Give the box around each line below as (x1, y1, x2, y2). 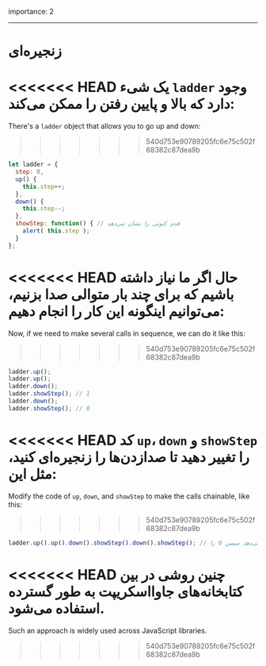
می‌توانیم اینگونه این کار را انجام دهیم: (8, 302, 225, 320)
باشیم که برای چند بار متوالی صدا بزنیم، (8, 285, 234, 303)
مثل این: (8, 465, 57, 483)
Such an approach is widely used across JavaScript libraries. (8, 626, 207, 635)
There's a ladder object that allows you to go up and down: (8, 121, 201, 131)
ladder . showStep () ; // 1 (8, 390, 90, 398)
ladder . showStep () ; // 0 (8, 404, 90, 412)
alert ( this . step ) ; (22, 227, 90, 235)
